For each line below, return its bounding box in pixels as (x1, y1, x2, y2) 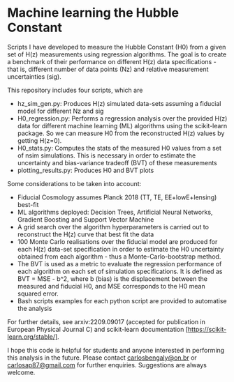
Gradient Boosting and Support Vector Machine (17, 215, 154, 224)
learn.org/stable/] (7, 333, 58, 341)
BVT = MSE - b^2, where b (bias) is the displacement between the (17, 274, 208, 283)
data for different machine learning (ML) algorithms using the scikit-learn (17, 121, 228, 130)
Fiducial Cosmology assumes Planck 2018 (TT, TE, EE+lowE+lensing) (17, 193, 217, 201)
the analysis (17, 304, 52, 312)
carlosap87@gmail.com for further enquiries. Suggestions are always (7, 360, 207, 369)
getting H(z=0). (17, 136, 62, 144)
